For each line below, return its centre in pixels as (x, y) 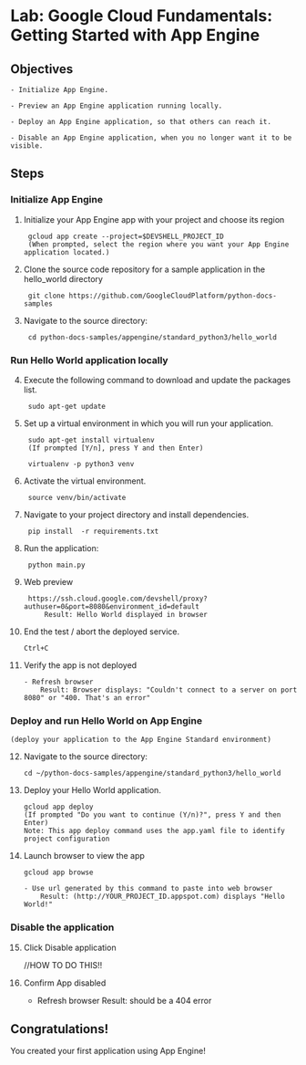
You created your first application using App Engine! (108, 1051)
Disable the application (62, 927)
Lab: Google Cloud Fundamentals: (142, 16)
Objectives (42, 69)
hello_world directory (63, 278)
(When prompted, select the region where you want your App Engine (158, 244)
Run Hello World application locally (89, 360)
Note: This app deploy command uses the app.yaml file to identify (154, 831)
